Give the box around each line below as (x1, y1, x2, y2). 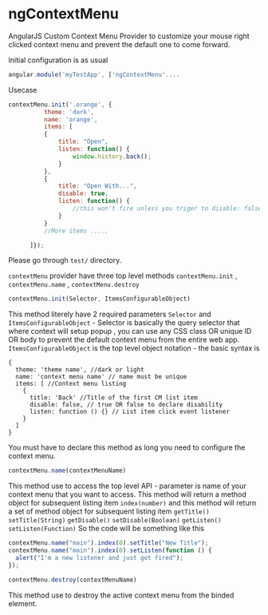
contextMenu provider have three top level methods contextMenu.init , (8, 271, 238, 280)
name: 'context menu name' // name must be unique (15, 373, 187, 381)
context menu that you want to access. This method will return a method (8, 490, 246, 499)
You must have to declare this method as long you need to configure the (8, 442, 246, 452)
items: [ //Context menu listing (15, 380, 127, 388)
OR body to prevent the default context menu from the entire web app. (8, 335, 240, 344)
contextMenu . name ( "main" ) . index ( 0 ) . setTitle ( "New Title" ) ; (8, 539, 209, 547)
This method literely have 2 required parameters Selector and (8, 309, 211, 319)
